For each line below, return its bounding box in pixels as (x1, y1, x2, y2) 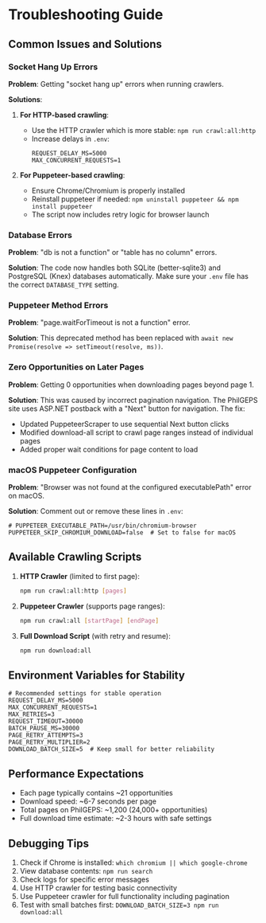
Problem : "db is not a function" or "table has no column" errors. (8, 248, 218, 257)
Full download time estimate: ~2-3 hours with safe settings (19, 814, 212, 823)
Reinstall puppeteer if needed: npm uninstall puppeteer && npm (31, 194, 240, 204)
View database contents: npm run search (19, 866, 153, 875)
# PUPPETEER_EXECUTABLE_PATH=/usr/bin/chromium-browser (8, 522, 197, 530)
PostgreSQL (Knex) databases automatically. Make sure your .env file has (8, 272, 249, 281)
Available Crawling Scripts (8, 550, 142, 564)
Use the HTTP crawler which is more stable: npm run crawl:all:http (31, 125, 256, 135)
